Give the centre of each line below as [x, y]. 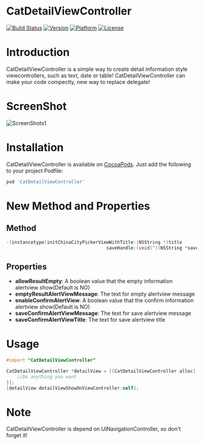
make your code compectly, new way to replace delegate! [78, 82]
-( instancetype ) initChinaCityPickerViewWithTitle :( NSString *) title [94, 242]
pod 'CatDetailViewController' [46, 182]
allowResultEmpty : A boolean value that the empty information [94, 281]
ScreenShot [37, 106]
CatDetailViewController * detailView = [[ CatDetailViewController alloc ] [101, 371]
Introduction [38, 52]
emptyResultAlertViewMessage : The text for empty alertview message [105, 294]
